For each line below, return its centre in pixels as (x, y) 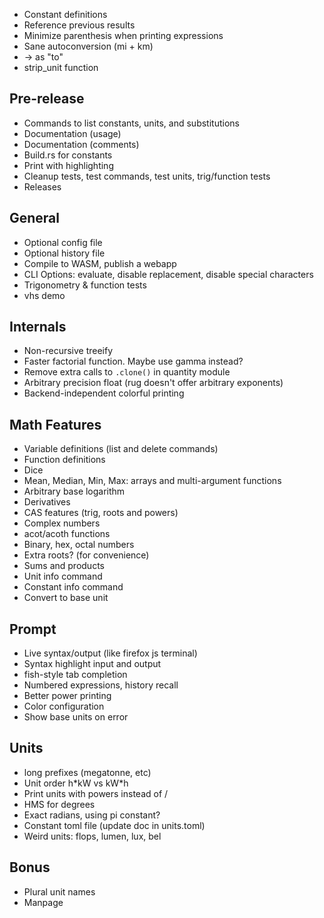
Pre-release (47, 99)
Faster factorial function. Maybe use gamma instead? (133, 361)
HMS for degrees (59, 804)
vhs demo (44, 295)
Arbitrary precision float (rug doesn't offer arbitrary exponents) (153, 383)
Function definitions (64, 460)
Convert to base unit (66, 598)
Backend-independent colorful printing (104, 393)
